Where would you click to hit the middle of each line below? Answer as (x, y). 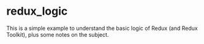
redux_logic (37, 11)
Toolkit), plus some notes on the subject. (58, 34)
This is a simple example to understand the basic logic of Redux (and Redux (102, 28)
